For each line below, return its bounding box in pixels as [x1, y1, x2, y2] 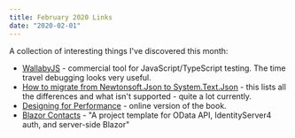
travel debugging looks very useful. [21, 72, 152, 82]
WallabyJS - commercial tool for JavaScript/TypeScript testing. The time [21, 63, 286, 73]
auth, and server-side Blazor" [21, 119, 130, 129]
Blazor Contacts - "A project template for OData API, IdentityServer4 [21, 110, 272, 120]
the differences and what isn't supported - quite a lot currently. [21, 90, 252, 102]
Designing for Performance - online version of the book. [21, 100, 228, 111]
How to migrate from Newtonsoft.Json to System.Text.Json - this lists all [21, 81, 286, 92]
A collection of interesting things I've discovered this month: [9, 45, 229, 56]
